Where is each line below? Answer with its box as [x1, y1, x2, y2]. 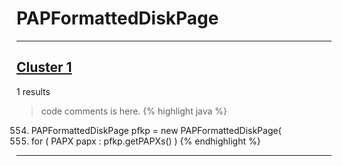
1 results [16, 85, 51, 97]
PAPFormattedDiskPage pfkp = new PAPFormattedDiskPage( [30, 124, 282, 136]
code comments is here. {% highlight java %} [40, 105, 228, 117]
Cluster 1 [16, 59, 73, 76]
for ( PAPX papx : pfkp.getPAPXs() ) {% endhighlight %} [30, 135, 261, 147]
